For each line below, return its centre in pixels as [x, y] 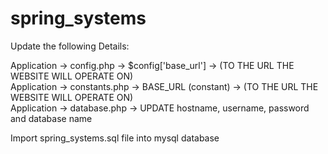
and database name [51, 118]
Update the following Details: [70, 46]
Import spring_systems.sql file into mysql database [115, 138]
